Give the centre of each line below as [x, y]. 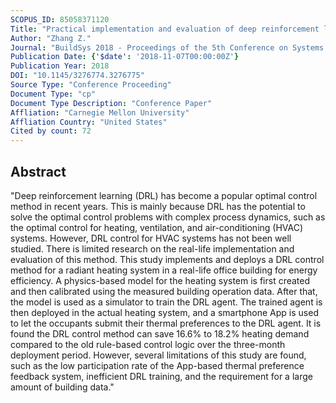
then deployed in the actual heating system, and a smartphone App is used [164, 312]
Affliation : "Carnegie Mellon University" [100, 112]
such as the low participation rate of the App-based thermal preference [157, 365]
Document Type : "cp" [53, 94]
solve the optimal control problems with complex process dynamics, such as [168, 217]
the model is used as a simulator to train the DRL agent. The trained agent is [166, 302]
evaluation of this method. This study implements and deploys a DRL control [167, 259]
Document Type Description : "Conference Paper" [111, 103]
